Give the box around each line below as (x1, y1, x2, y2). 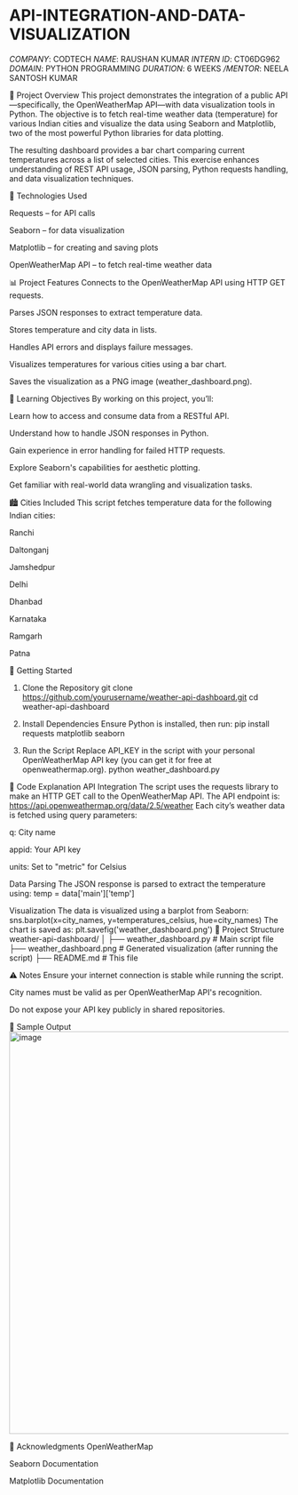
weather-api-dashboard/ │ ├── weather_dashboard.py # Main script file (9, 933, 275, 944)
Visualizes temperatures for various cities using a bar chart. (9, 358, 227, 369)
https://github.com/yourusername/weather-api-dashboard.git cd (21, 691, 259, 703)
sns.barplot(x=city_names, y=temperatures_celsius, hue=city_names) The (9, 914, 278, 925)
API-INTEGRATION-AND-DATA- (9, 5, 247, 26)
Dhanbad (9, 596, 43, 607)
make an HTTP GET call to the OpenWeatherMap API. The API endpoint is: (9, 791, 281, 801)
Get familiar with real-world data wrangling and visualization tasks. (9, 479, 253, 490)
